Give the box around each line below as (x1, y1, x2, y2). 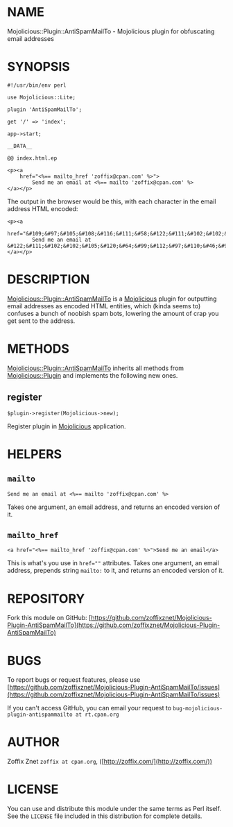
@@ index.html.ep (7, 154, 58, 162)
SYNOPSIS (7, 59, 71, 75)
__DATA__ (7, 142, 33, 149)
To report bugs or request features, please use (7, 676, 141, 684)
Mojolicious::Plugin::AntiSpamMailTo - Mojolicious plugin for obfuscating (7, 27, 215, 35)
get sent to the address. (7, 317, 76, 325)
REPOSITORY (7, 591, 85, 606)
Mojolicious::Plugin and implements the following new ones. (7, 371, 178, 379)
